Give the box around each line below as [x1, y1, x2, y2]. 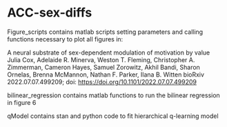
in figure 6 [7, 98, 37, 106]
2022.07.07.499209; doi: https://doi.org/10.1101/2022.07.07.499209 [7, 77, 197, 86]
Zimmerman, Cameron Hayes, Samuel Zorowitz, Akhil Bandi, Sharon [7, 63, 200, 71]
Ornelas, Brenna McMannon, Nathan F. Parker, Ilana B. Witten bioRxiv [7, 70, 205, 79]
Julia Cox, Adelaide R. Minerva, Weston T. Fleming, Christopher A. [7, 55, 195, 63]
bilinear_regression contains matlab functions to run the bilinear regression [7, 91, 221, 99]
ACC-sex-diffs [7, 5, 92, 21]
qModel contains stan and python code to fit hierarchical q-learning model [7, 112, 219, 120]
